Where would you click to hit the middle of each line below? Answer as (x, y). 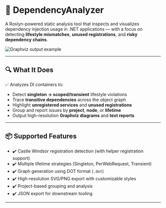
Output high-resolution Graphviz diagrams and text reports (73, 115)
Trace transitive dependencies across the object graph (69, 100)
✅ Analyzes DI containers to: (34, 84)
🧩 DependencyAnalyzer (55, 10)
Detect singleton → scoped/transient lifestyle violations (70, 94)
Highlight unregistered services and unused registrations (72, 105)
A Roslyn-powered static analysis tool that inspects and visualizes (72, 24)
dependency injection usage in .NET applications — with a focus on (74, 29)
